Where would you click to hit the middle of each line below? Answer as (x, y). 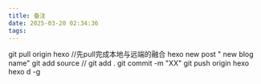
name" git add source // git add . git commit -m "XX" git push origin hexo (129, 63)
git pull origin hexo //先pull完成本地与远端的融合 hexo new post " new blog (131, 54)
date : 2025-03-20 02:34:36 (53, 23)
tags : (17, 30)
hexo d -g (24, 72)
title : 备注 (27, 16)
